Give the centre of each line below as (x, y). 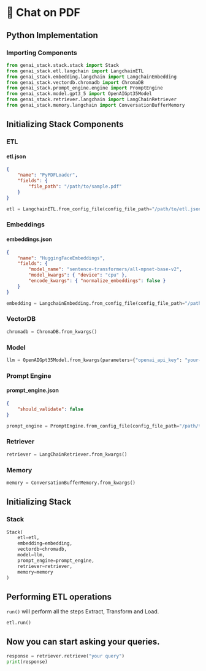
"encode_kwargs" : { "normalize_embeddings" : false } (97, 281)
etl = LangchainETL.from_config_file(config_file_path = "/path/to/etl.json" (105, 209)
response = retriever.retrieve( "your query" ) (65, 656)
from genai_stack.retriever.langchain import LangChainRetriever (91, 100)
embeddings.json (29, 239)
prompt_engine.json (33, 390)
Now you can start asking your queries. (83, 642)
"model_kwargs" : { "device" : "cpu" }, (78, 275)
